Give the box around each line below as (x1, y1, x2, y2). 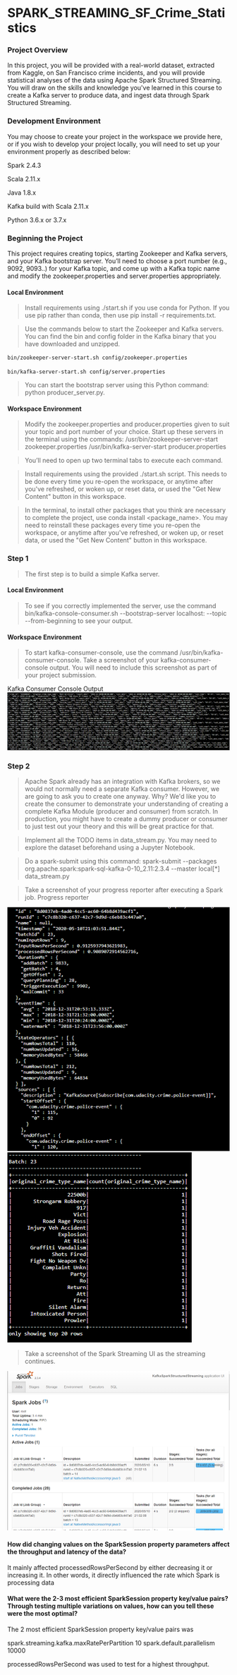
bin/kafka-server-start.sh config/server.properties (7, 368, 166, 375)
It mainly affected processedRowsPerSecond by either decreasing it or (7, 1563, 213, 1571)
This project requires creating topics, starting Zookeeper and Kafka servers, (7, 249, 228, 258)
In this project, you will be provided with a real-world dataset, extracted (7, 61, 215, 70)
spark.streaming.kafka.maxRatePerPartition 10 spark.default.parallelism (7, 1638, 215, 1647)
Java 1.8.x (7, 188, 37, 197)
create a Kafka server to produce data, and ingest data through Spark (7, 91, 210, 99)
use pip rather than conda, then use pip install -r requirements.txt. (24, 311, 217, 320)
